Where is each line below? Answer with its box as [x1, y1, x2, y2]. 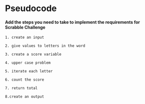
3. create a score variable [5, 52, 62, 57]
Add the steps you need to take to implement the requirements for [5, 19, 140, 25]
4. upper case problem [5, 60, 51, 65]
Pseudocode [5, 3, 57, 14]
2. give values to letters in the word [5, 44, 86, 48]
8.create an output [5, 94, 44, 99]
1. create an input [5, 35, 44, 40]
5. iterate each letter [5, 69, 53, 74]
